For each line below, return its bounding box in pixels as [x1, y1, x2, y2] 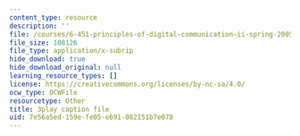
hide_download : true [9, 55, 87, 64]
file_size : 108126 [9, 38, 78, 47]
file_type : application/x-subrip [9, 47, 134, 55]
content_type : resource [9, 13, 98, 22]
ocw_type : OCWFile [9, 88, 78, 97]
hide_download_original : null [9, 64, 122, 72]
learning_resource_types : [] [9, 72, 118, 81]
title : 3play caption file [9, 105, 110, 114]
